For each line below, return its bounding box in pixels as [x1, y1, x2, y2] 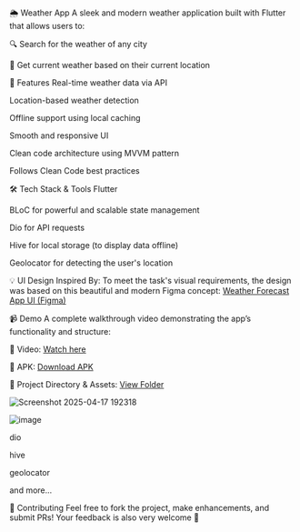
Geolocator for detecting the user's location [9, 257, 174, 268]
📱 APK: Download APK [9, 362, 94, 372]
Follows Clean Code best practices [9, 166, 140, 176]
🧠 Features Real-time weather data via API [9, 77, 168, 88]
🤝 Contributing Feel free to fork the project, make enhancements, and [9, 503, 270, 513]
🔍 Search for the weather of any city [9, 39, 148, 49]
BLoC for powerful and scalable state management [9, 205, 200, 216]
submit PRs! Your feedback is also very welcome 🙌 [9, 512, 200, 523]
